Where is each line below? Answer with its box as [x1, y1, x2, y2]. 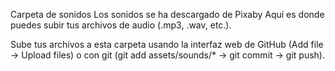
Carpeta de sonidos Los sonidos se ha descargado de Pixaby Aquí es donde [10, 9, 325, 20]
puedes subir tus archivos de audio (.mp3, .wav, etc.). [10, 19, 232, 31]
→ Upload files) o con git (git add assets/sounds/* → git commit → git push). [10, 49, 325, 61]
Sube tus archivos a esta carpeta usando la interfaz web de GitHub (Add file [10, 39, 324, 50]
